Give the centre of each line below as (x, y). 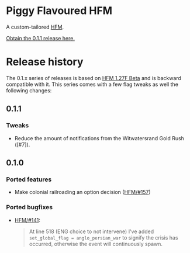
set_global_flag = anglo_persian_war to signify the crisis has (103, 237)
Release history (45, 62)
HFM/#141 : (27, 220)
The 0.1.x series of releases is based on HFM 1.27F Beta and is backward (94, 78)
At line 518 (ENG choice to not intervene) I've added (91, 231)
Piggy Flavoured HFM (59, 11)
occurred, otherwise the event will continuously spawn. (96, 244)
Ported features (29, 179)
